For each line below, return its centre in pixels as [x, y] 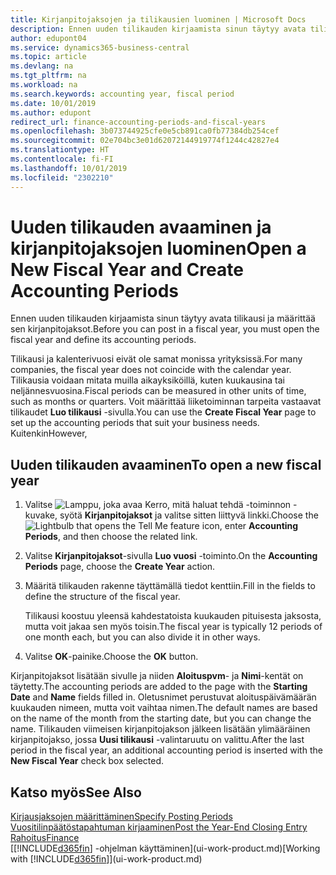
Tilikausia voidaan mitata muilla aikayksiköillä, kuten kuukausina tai [147, 380]
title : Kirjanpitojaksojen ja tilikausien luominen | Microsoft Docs [158, 19]
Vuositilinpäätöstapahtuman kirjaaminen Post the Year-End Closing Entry [159, 827]
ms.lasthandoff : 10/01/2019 [69, 168]
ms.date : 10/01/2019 [53, 103]
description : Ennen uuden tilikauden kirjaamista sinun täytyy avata [158, 29]
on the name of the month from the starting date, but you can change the [161, 718]
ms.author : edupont [51, 112]
